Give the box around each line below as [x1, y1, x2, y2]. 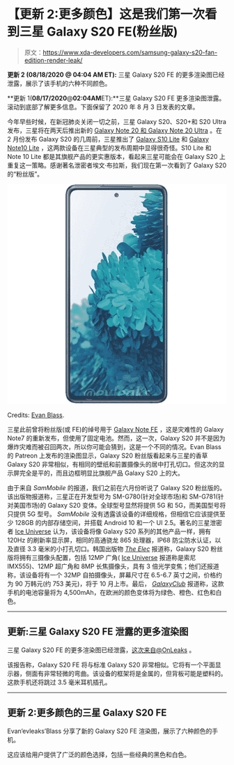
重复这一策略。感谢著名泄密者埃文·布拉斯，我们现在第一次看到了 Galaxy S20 [7, 161, 227, 169]
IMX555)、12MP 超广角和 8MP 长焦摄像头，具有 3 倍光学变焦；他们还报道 [7, 562, 219, 570]
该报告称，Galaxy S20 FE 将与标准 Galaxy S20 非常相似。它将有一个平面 [7, 660, 216, 669]
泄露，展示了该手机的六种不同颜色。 [7, 79, 111, 87]
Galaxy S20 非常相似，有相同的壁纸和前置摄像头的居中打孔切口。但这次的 [7, 460, 219, 468]
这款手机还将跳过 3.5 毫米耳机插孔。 [7, 678, 111, 686]
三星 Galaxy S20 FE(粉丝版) [19, 24, 178, 40]
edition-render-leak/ [24, 56, 83, 64]
